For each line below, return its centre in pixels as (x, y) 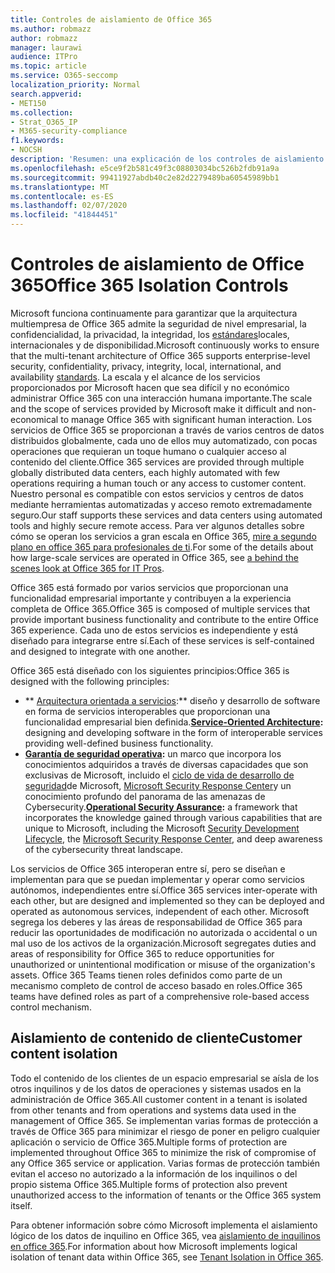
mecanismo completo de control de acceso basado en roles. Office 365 (156, 985)
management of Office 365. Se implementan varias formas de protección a (164, 1120)
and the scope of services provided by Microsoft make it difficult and (152, 408)
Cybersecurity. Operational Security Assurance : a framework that (161, 807)
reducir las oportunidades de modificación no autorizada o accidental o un (164, 932)
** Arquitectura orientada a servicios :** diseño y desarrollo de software (172, 700)
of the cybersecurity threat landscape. (104, 849)
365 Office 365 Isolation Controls (149, 285)
